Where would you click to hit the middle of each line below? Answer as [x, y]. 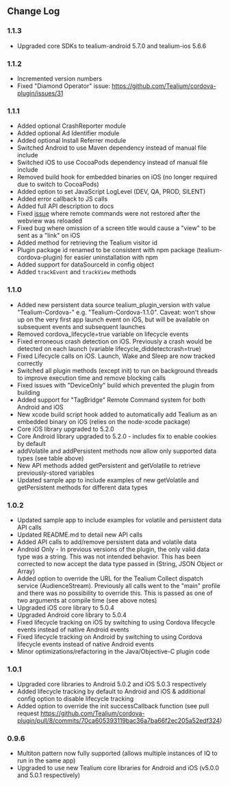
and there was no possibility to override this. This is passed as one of [115, 593]
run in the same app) [46, 761]
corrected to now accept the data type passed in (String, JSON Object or [120, 563]
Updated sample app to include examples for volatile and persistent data [119, 520]
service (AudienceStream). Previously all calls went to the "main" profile [118, 585]
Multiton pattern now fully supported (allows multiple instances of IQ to [117, 753]
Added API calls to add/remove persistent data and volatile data [107, 541]
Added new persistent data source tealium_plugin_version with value [114, 304]
